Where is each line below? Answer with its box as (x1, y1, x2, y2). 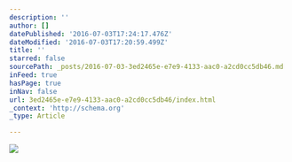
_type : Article (9, 112, 66, 120)
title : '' (9, 46, 46, 55)
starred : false (9, 54, 66, 63)
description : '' (9, 12, 69, 22)
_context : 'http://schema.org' (9, 104, 125, 112)
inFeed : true (9, 71, 58, 80)
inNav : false (9, 87, 58, 96)
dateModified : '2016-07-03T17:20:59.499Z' (9, 37, 169, 47)
